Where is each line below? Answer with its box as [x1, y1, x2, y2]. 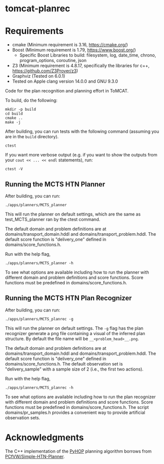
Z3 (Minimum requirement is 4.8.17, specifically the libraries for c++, [12, 62, 150, 69]
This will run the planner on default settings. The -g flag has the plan [5, 325, 144, 331]
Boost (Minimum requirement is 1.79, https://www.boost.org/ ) [12, 47, 136, 53]
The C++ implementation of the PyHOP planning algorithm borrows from [5, 448, 152, 454]
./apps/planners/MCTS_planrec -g [5, 316, 74, 321]
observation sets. [5, 414, 40, 421]
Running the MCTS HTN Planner [5, 180, 106, 188]
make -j [5, 120, 21, 125]
